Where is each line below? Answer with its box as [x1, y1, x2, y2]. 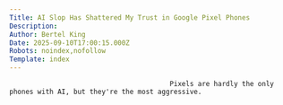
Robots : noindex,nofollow [9, 47, 106, 56]
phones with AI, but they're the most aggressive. [9, 87, 202, 96]
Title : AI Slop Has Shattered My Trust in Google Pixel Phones [9, 13, 251, 22]
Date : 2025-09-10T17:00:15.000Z [9, 38, 130, 48]
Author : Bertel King [9, 30, 87, 39]
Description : [9, 22, 58, 31]
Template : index [9, 55, 70, 64]
